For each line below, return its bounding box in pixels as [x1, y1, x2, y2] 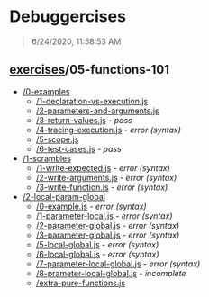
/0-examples [22, 85, 70, 96]
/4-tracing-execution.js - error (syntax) [35, 124, 182, 135]
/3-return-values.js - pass [35, 114, 132, 125]
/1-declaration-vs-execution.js [35, 95, 149, 106]
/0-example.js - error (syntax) [35, 201, 147, 211]
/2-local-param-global [22, 191, 106, 202]
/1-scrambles [22, 153, 72, 164]
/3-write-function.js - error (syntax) [35, 182, 168, 193]
